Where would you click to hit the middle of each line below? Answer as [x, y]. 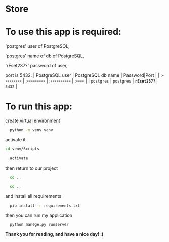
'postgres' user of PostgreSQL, [37, 46]
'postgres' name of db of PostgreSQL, [45, 56]
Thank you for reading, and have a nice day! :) [54, 234]
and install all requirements [33, 196]
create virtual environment [33, 121]
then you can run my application [39, 215]
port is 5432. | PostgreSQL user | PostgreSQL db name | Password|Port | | [82, 75]
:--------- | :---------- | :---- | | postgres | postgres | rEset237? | [91, 81]
